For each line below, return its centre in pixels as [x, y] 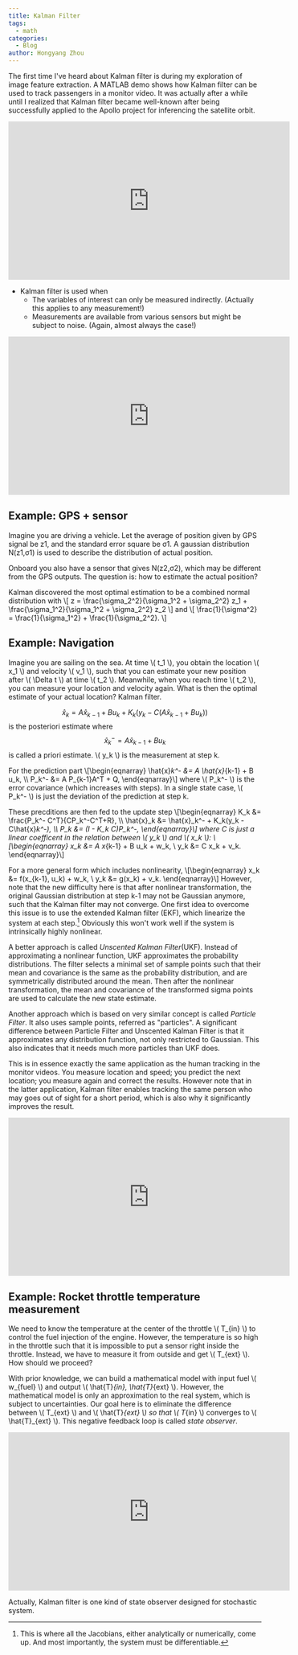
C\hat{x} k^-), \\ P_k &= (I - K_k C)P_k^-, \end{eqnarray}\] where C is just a [131, 828]
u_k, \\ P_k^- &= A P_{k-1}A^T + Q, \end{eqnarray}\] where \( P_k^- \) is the [132, 779]
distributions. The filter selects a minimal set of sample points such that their [135, 964]
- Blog [27, 46]
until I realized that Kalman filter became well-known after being [114, 102]
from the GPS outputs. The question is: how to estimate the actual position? [133, 577]
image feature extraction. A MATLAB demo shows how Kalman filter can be [133, 84]
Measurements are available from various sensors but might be [137, 317]
